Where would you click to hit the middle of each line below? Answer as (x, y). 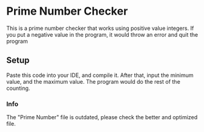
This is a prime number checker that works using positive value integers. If (100, 28)
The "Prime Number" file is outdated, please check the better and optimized (102, 117)
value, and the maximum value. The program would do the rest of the (93, 81)
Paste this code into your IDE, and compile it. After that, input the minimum (100, 75)
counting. (18, 88)
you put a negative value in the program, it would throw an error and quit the (102, 34)
